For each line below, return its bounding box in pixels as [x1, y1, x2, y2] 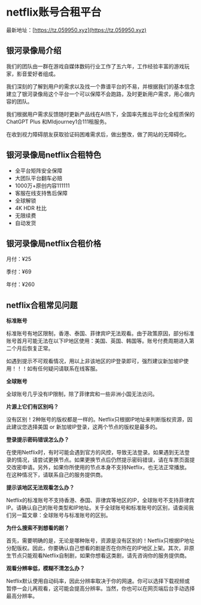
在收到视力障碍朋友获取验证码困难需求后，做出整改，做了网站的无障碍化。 [6, 130, 190, 138]
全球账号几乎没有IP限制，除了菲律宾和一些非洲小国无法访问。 [6, 390, 158, 398]
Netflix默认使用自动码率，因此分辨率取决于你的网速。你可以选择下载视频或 [6, 577, 190, 585]
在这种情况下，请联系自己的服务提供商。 [6, 471, 106, 479]
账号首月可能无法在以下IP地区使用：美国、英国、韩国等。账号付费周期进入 [6, 338, 190, 345]
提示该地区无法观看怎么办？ [6, 484, 75, 491]
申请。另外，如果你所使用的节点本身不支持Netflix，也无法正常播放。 [22, 464, 190, 471]
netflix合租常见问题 [6, 300, 78, 310]
